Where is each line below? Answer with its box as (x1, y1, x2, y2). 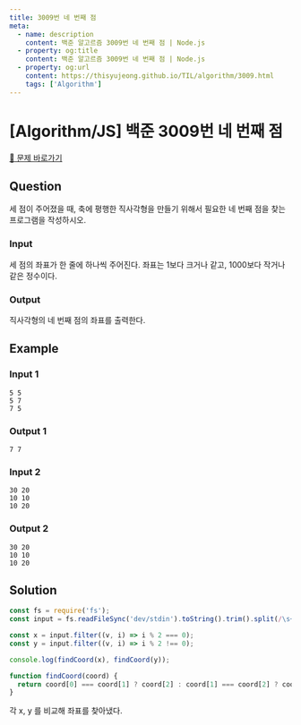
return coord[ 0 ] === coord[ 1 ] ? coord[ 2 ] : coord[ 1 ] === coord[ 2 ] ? (17, 679, 279, 689)
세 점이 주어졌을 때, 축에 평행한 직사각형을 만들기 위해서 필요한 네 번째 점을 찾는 (9, 203, 287, 215)
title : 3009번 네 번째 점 (9, 13, 97, 22)
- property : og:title (17, 47, 99, 55)
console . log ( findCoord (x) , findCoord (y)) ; (9, 655, 170, 664)
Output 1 (9, 424, 47, 437)
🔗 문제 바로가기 (9, 152, 63, 163)
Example (9, 341, 59, 356)
